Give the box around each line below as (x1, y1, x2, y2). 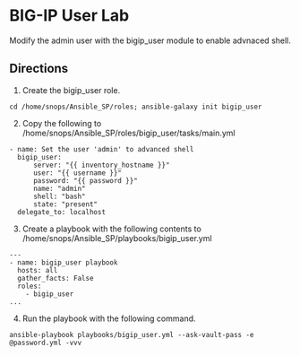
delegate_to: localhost (17, 207, 106, 216)
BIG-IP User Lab (9, 5, 130, 26)
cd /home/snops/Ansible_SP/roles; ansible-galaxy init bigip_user (9, 102, 262, 111)
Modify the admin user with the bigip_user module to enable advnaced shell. (9, 35, 291, 46)
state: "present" (32, 199, 99, 209)
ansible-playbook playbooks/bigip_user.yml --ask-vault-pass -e (9, 330, 254, 339)
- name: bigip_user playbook (9, 257, 118, 267)
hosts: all (17, 265, 58, 274)
